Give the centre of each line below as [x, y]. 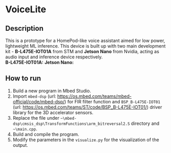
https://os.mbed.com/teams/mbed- [94, 96]
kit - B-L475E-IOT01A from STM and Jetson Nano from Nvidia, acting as [82, 51]
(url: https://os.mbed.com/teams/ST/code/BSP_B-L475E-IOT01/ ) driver [87, 107]
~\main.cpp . [25, 128]
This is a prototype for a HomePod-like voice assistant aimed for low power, [85, 40]
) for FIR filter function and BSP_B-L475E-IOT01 [112, 101]
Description [24, 28]
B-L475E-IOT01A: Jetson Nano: [40, 62]
